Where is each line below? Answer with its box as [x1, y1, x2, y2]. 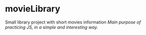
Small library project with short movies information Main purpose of [5, 19, 141, 25]
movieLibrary [5, 3, 61, 14]
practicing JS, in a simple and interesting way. [5, 24, 99, 30]
